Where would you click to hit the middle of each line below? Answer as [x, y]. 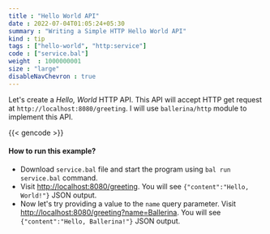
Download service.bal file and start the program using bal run [125, 169]
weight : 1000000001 [45, 62]
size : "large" [34, 69]
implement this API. [41, 117]
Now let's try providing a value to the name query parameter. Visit [128, 203]
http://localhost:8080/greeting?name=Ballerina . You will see [120, 212]
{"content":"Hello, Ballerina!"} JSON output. [100, 221]
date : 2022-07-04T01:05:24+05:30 [67, 24]
